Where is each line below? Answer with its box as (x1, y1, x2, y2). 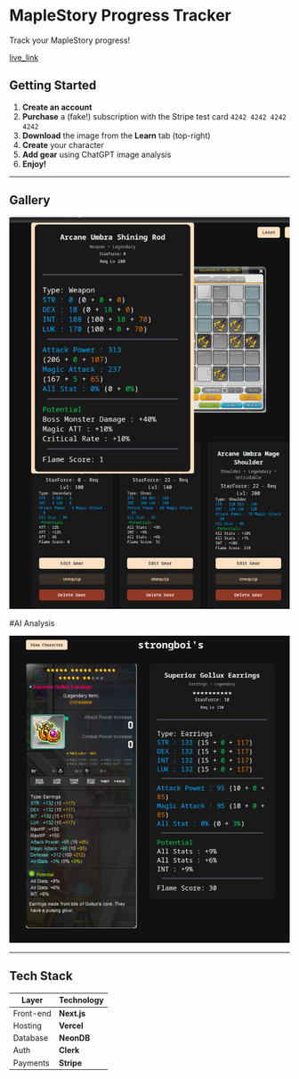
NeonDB (59, 1033, 91, 1043)
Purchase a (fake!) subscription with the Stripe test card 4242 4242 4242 (21, 111, 287, 121)
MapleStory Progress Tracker (9, 5, 231, 26)
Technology (59, 995, 104, 1006)
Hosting (12, 1020, 43, 1031)
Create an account (21, 102, 93, 112)
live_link (9, 52, 39, 62)
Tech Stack (9, 968, 73, 984)
